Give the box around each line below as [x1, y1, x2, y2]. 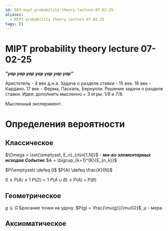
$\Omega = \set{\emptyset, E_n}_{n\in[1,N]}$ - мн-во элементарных [5, 152, 151, 158]
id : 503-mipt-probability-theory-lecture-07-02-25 [5, 7, 114, 13]
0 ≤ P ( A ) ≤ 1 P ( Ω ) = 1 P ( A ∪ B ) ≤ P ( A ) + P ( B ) [5, 177, 97, 183]
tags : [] [5, 21, 24, 27]
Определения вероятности [5, 119, 125, 130]
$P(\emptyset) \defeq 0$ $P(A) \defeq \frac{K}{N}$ [5, 167, 113, 173]
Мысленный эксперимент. [5, 101, 62, 107]
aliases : [5, 12, 24, 17]
